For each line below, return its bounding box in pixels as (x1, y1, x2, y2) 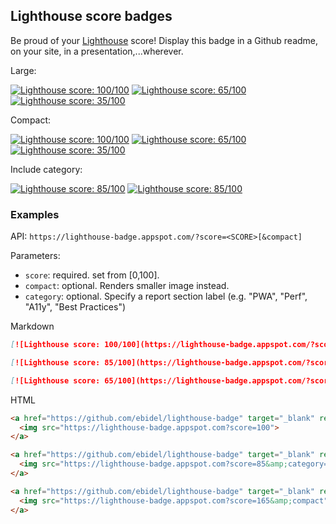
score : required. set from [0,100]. (24, 269, 160, 281)
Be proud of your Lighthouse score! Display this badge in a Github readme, (10, 34, 319, 46)
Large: (10, 64, 37, 76)
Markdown (10, 320, 55, 333)
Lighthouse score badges (10, 8, 173, 25)
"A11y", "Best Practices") (24, 301, 127, 313)
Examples (10, 207, 60, 221)
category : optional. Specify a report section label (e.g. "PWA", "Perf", (24, 290, 308, 303)
